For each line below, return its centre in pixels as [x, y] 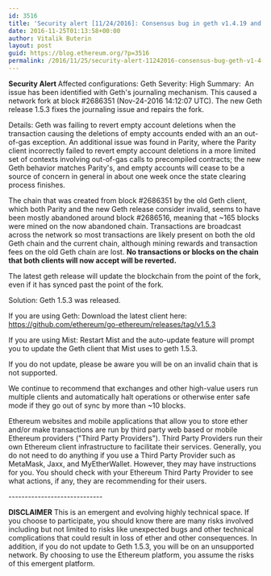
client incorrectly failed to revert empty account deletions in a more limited [132, 151]
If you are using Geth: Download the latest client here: [98, 316]
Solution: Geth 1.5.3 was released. [65, 300]
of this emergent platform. [52, 563]
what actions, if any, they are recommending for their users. [108, 481]
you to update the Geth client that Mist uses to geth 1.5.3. [103, 348]
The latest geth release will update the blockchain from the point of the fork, [135, 276]
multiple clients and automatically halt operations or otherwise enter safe [129, 396]
